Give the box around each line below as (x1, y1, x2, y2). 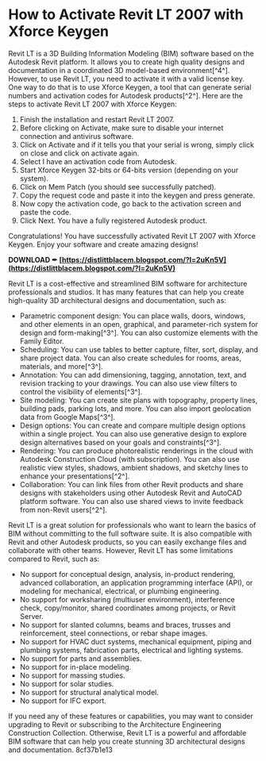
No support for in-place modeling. (19, 662, 132, 671)
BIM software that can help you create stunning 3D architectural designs (8, 736, 245, 746)
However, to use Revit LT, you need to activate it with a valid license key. (8, 74, 245, 83)
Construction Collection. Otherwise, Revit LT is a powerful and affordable (8, 728, 247, 737)
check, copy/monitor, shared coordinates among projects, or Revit (19, 603, 237, 613)
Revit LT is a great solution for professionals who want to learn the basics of (8, 520, 256, 529)
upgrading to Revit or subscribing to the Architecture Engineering (8, 720, 222, 729)
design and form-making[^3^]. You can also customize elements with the (19, 328, 258, 337)
